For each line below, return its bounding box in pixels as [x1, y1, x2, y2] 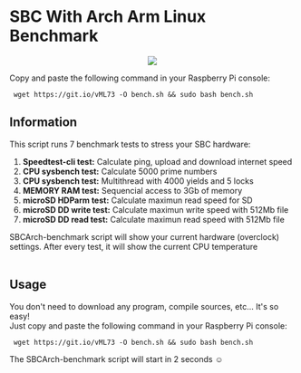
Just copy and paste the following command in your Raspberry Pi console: [9, 320, 287, 331]
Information [9, 115, 78, 130]
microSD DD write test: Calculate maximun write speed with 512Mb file [22, 204, 289, 215]
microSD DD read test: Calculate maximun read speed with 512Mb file [22, 214, 286, 225]
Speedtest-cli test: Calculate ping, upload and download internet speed [22, 156, 293, 167]
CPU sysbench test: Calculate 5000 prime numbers [22, 166, 218, 177]
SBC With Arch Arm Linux [9, 6, 207, 27]
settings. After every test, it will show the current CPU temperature [9, 241, 258, 252]
